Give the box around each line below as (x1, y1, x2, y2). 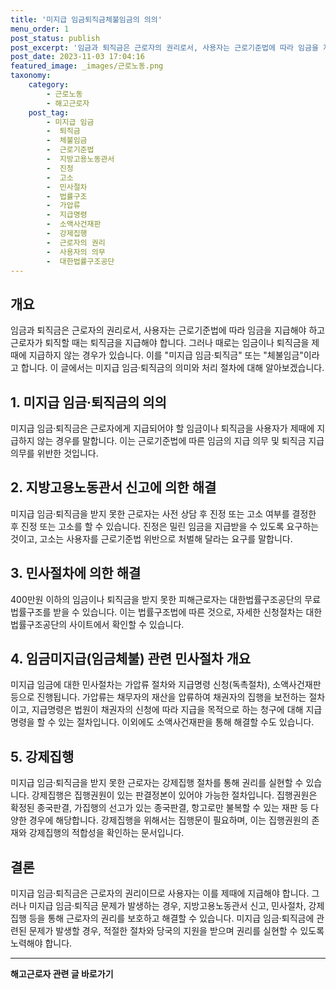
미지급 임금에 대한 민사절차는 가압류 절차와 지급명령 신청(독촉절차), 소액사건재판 (10, 679, 322, 691)
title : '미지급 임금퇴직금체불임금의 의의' (10, 14, 163, 25)
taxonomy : (10, 71, 52, 81)
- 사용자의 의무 (46, 247, 106, 257)
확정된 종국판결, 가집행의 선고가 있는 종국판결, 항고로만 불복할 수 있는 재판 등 (10, 802, 309, 814)
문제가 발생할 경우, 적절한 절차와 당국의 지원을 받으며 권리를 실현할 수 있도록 (28, 925, 325, 937)
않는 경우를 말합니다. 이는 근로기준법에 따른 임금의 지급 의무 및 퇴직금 (36, 435, 307, 446)
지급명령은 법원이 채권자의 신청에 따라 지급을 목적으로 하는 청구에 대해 (31, 704, 304, 716)
